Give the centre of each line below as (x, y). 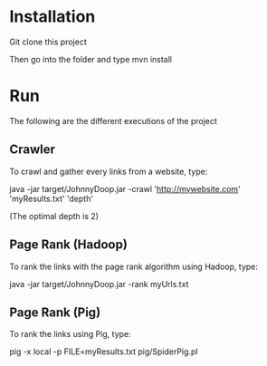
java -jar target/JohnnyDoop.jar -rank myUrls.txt (99, 284)
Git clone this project (48, 42)
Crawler (33, 150)
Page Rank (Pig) (55, 312)
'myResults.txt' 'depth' (51, 198)
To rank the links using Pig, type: (70, 334)
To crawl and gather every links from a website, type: (109, 171)
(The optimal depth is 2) (54, 216)
